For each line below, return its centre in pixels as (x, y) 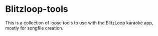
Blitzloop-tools (37, 9)
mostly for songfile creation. (34, 28)
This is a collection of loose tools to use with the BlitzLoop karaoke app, (79, 23)
